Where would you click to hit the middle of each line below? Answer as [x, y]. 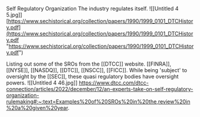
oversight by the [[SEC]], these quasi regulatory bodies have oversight [93, 77]
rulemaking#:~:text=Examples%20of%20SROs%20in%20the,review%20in [98, 102]
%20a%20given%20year [37, 108]
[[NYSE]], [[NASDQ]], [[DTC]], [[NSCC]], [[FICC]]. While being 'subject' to [97, 70]
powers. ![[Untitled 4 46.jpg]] [42, 83]
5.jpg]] [14, 15]
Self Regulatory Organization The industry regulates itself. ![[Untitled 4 [93, 9]
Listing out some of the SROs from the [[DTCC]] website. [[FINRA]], [89, 64]
